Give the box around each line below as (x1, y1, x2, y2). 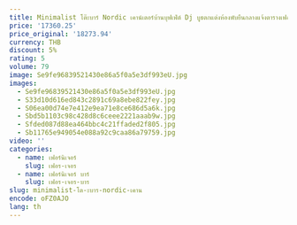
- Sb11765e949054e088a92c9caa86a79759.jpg (17, 128, 176, 137)
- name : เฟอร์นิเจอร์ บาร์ (17, 169, 90, 178)
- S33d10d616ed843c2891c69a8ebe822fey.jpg (17, 95, 176, 105)
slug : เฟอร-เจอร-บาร (25, 178, 90, 187)
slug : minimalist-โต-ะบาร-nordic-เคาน (9, 186, 143, 195)
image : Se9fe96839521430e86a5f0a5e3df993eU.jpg (9, 71, 188, 80)
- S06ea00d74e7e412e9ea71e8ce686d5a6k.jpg (17, 104, 176, 112)
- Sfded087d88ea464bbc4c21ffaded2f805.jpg (17, 120, 176, 129)
